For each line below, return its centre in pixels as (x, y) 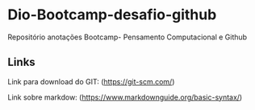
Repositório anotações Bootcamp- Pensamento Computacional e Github (127, 37)
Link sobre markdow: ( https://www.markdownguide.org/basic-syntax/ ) (125, 97)
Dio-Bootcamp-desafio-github (112, 15)
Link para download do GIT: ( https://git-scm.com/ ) (91, 81)
